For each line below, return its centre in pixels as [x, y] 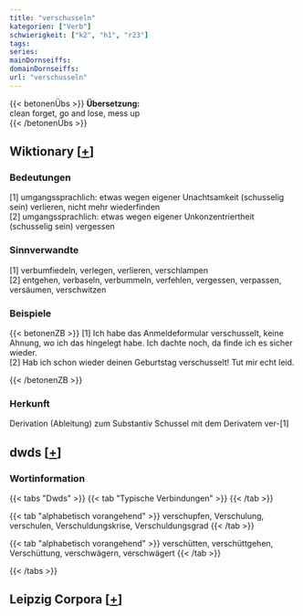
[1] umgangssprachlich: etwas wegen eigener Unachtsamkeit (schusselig [147, 197]
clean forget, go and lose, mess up [75, 113]
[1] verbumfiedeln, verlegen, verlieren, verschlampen [109, 270]
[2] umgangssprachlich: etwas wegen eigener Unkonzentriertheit [132, 217]
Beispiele [31, 313]
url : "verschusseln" [49, 78]
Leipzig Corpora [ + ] [66, 600]
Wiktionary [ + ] [52, 152]
